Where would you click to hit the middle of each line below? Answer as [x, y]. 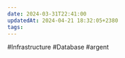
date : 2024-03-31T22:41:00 [47, 14]
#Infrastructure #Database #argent [58, 47]
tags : [15, 27]
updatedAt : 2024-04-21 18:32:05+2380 [63, 21]
